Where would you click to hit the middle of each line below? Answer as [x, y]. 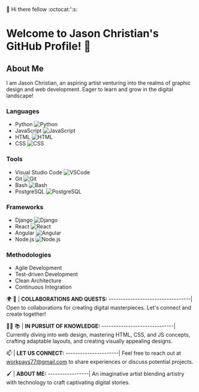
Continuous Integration [43, 287]
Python [24, 124]
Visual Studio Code [39, 172]
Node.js [25, 239]
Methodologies [29, 254]
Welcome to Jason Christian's [82, 34]
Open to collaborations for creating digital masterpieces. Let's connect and [99, 308]
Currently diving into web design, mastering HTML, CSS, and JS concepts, [98, 335]
